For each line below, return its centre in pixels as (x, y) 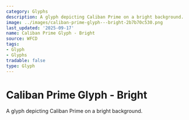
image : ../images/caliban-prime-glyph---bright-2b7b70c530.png (85, 22)
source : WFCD (22, 39)
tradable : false (26, 60)
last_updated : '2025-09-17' (40, 28)
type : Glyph (20, 66)
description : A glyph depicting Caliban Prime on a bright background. (95, 17)
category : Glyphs (27, 11)
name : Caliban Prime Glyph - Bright (50, 33)
